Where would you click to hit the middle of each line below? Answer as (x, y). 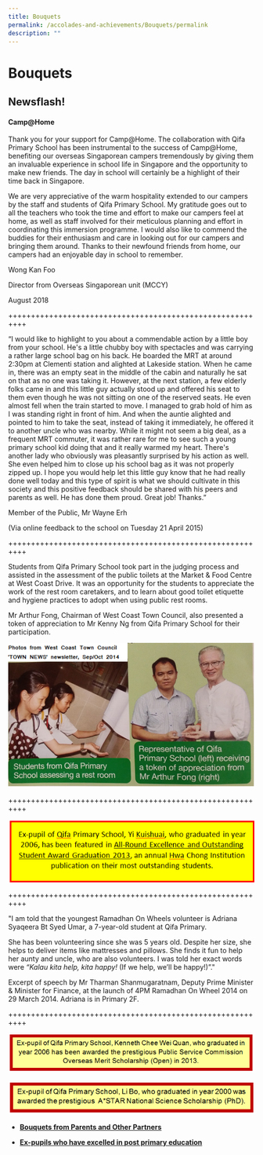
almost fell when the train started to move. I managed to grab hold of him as (130, 406)
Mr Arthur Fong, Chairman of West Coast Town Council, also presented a (126, 616)
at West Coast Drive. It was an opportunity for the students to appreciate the (131, 583)
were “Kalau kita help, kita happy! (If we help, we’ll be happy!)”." (112, 967)
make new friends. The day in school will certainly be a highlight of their (124, 173)
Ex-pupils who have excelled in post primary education (111, 1142)
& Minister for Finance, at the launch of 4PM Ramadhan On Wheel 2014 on (128, 990)
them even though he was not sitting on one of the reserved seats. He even (130, 397)
